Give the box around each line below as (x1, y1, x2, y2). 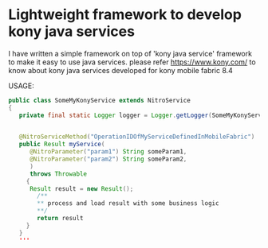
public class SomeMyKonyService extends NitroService (8, 96, 191, 104)
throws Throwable (29, 169, 88, 178)
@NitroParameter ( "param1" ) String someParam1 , (29, 148, 187, 156)
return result (37, 215, 84, 223)
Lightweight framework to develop (8, 6, 242, 24)
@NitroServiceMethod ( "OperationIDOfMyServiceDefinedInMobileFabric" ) (18, 133, 255, 141)
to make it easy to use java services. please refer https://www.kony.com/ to (8, 57, 257, 67)
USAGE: (8, 81, 34, 91)
